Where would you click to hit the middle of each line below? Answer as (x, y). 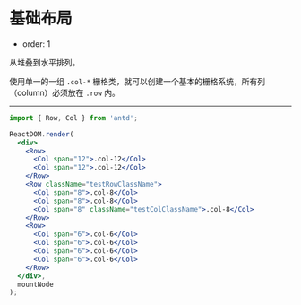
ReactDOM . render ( (42, 134)
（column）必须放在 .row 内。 (65, 92)
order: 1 (36, 44)
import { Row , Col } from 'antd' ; (74, 118)
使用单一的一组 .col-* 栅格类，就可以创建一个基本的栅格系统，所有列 (138, 81)
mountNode (35, 284)
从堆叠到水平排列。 (45, 62)
